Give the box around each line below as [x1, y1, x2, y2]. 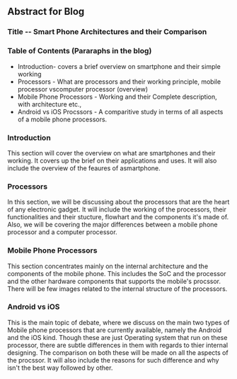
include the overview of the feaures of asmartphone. [7, 163, 161, 172]
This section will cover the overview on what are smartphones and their [7, 148, 216, 157]
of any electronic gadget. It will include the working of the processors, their [7, 205, 226, 214]
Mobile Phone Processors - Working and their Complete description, [17, 92, 217, 101]
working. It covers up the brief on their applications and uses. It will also [7, 156, 217, 165]
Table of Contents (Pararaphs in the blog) [7, 46, 152, 56]
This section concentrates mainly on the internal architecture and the [7, 262, 209, 270]
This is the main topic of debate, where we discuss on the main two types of [7, 318, 230, 326]
